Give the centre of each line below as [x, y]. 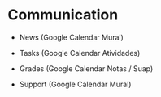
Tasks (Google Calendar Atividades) [80, 53]
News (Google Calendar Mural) [71, 37]
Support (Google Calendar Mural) [75, 84]
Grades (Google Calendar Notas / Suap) [86, 68]
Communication [63, 15]
